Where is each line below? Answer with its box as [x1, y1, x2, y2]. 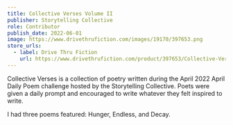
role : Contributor [7, 23, 60, 30]
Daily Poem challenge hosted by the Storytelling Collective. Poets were [7, 81, 210, 90]
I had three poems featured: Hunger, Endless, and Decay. [7, 110, 171, 118]
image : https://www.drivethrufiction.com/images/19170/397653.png [7, 36, 203, 43]
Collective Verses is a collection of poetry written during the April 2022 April [7, 74, 225, 83]
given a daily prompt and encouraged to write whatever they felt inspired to [7, 89, 223, 97]
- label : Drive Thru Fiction [13, 49, 98, 56]
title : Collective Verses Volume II [7, 10, 113, 17]
